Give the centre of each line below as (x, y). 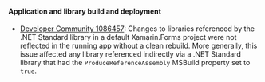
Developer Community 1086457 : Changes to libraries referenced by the (137, 29)
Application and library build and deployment (85, 11)
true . (28, 71)
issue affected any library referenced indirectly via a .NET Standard (130, 54)
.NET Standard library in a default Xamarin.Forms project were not (128, 37)
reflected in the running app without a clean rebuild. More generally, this (138, 46)
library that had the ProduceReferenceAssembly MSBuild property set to (135, 63)
